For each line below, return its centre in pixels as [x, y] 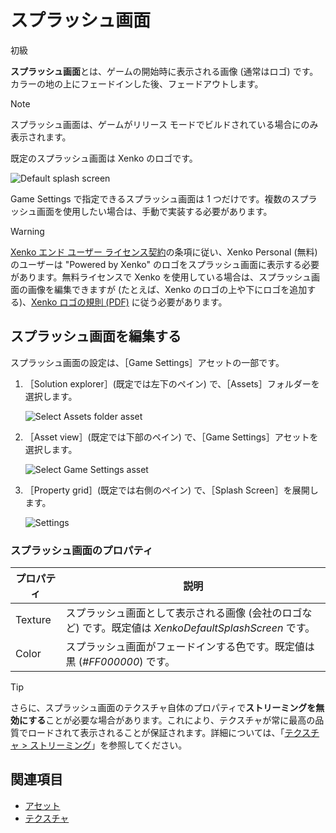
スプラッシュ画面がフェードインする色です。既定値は [190, 647]
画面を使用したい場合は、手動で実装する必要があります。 [154, 211]
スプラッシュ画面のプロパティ [82, 550]
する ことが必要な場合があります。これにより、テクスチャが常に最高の [172, 720]
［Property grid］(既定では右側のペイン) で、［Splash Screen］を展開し [171, 490]
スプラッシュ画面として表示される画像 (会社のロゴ [184, 613]
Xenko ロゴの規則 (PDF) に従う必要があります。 [129, 302]
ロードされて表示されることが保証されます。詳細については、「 [156, 733]
